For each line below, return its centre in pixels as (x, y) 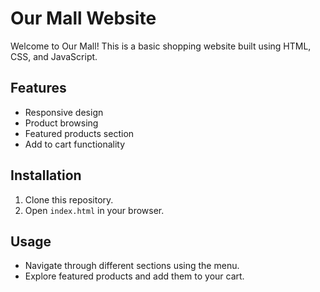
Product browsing (61, 123)
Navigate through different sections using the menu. (132, 266)
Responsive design (64, 112)
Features (38, 88)
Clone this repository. (69, 199)
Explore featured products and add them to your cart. (134, 276)
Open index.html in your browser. (94, 210)
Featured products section (79, 133)
